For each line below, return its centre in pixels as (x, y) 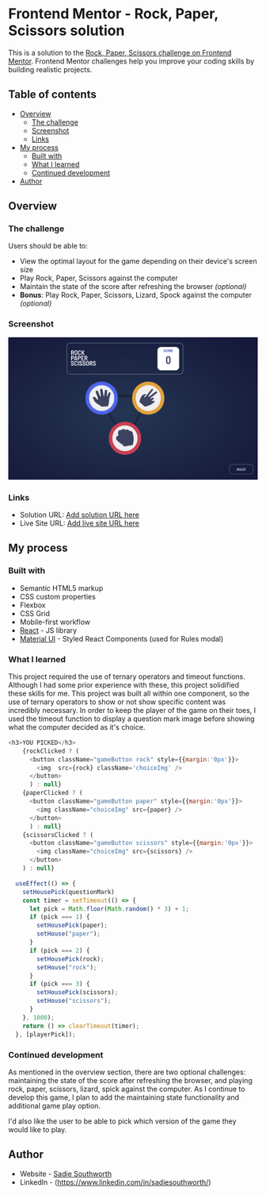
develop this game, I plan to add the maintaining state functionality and (124, 1097)
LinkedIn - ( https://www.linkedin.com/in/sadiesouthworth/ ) (115, 1182)
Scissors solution (66, 31)
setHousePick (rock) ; (70, 959)
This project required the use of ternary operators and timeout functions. (127, 677)
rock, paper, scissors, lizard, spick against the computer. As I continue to (127, 1089)
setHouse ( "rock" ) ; (67, 967)
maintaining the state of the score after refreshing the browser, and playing (131, 1080)
